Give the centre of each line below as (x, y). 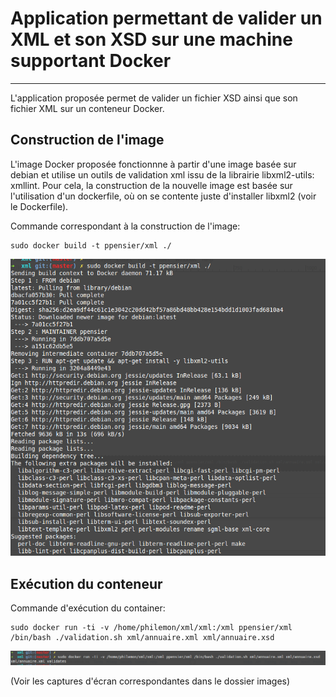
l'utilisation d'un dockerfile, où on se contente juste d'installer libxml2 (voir (163, 196)
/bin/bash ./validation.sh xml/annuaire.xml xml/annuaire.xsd (142, 638)
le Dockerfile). (39, 206)
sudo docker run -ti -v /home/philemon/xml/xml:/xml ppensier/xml (151, 628)
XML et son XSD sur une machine (151, 39)
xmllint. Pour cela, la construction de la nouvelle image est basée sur (151, 185)
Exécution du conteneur (86, 583)
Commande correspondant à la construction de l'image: (125, 226)
